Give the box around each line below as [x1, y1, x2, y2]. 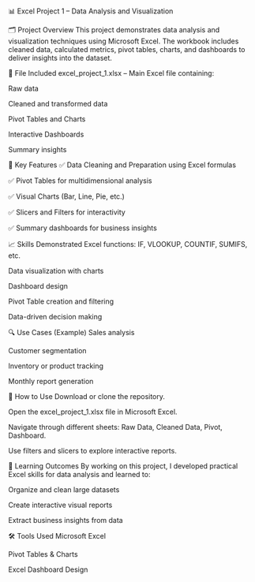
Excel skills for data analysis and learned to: [8, 470, 151, 479]
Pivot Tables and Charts [8, 114, 86, 124]
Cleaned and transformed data [8, 99, 108, 108]
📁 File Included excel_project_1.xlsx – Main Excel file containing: [8, 69, 215, 77]
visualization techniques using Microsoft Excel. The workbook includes [8, 36, 239, 46]
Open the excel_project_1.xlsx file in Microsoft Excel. [8, 407, 178, 416]
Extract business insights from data [8, 516, 124, 524]
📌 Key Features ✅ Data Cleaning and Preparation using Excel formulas [8, 160, 237, 170]
